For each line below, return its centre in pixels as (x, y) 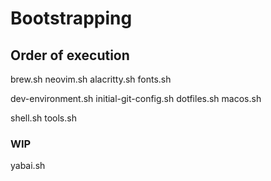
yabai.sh (28, 166)
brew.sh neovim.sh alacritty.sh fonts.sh (91, 79)
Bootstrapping (71, 18)
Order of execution (70, 55)
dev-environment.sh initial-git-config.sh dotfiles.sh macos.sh (136, 98)
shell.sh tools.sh (43, 118)
